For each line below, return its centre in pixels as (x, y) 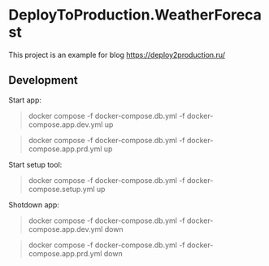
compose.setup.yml (61, 189)
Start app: (25, 100)
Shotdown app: (34, 204)
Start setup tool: (35, 164)
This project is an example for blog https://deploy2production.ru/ (117, 55)
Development (43, 80)
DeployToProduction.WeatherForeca (135, 15)
